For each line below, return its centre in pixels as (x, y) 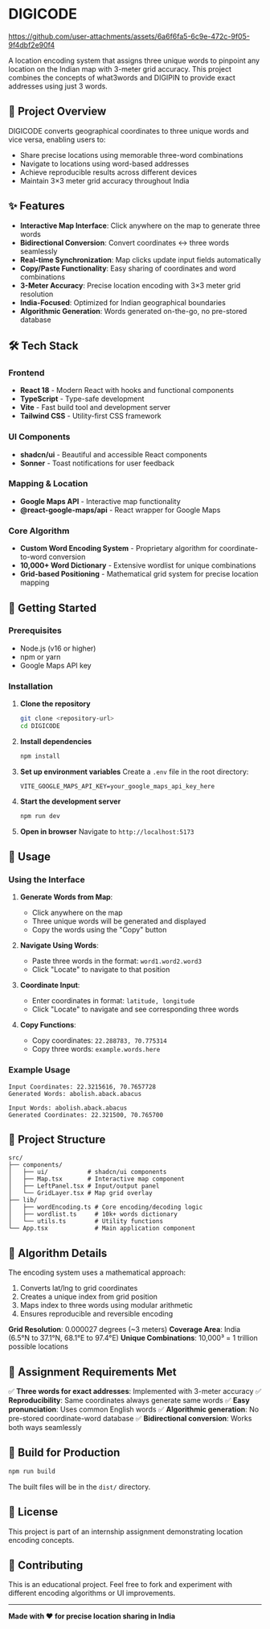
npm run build (32, 1471)
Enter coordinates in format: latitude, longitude (113, 1001)
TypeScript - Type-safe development (82, 399)
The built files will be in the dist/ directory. (80, 1486)
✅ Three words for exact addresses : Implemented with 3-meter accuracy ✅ (135, 1391)
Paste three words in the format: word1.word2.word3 (117, 961)
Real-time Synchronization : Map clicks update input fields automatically (140, 259)
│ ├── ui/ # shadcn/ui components (88, 1172)
